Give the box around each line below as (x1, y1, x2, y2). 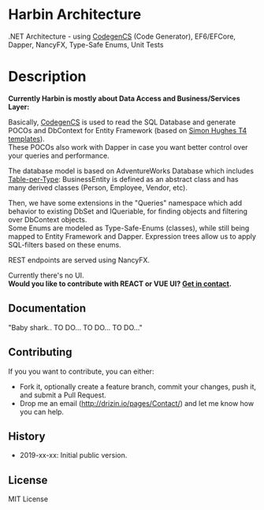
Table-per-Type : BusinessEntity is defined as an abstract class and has (8, 174, 239, 184)
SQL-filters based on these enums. (8, 240, 121, 249)
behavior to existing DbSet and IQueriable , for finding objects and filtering (8, 207, 248, 216)
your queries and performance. (8, 151, 110, 160)
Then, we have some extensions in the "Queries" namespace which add (8, 198, 243, 207)
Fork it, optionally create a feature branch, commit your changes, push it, (19, 382, 257, 391)
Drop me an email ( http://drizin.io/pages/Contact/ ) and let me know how (19, 398, 255, 408)
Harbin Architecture (8, 6, 142, 24)
